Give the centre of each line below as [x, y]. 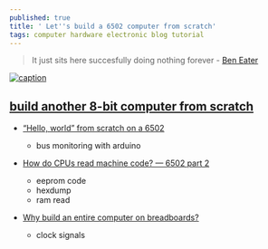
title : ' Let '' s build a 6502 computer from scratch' [113, 26]
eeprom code [61, 181]
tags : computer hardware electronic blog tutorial [107, 34]
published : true [40, 18]
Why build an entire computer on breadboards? [110, 217]
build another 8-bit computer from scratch [132, 106]
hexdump [53, 190]
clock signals [61, 235]
